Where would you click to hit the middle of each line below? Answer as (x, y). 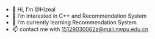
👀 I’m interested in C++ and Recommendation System (79, 16)
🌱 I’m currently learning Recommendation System (74, 22)
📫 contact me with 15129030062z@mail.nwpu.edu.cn (80, 29)
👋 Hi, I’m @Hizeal (34, 9)
